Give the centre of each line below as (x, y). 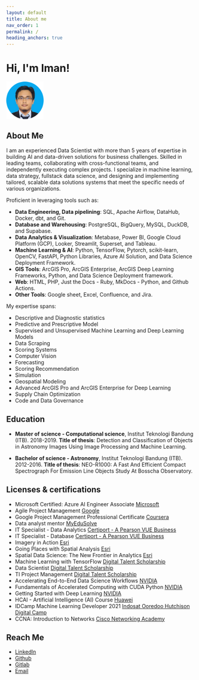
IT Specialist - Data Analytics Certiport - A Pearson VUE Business (95, 530)
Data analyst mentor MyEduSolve (56, 523)
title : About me (26, 19)
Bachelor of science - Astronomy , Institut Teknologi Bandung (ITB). (99, 458)
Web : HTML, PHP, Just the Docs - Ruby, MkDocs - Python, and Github (102, 282)
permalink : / (22, 32)
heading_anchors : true (34, 38)
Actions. (25, 288)
